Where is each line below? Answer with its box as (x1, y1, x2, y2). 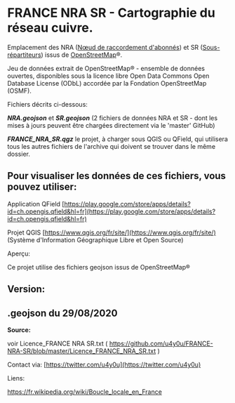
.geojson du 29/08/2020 (7, 307, 118, 319)
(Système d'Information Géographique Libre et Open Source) (7, 235, 184, 244)
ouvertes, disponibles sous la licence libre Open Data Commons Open (7, 72, 210, 80)
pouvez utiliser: (7, 181, 77, 193)
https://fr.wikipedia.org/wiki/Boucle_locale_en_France (7, 388, 163, 396)
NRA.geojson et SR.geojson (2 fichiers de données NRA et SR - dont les (7, 114, 218, 122)
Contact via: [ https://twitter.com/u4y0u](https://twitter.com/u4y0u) (7, 360, 201, 369)
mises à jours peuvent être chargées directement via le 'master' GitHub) (7, 121, 215, 129)
